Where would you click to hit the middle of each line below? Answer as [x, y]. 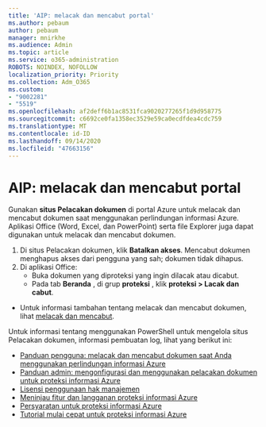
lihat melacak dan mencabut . [67, 316]
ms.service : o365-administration [64, 60]
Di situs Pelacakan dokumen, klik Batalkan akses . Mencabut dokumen [135, 250]
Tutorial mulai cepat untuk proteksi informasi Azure [103, 414]
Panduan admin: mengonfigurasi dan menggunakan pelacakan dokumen [139, 372]
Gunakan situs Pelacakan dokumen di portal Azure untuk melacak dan [124, 210]
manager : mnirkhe [37, 38]
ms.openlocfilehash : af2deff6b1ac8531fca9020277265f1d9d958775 [115, 112]
